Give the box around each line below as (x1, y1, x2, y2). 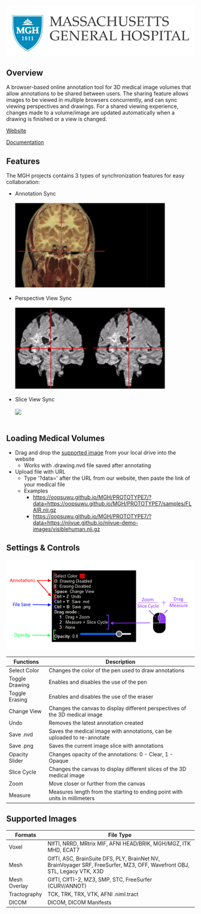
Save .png (8, 742, 34, 750)
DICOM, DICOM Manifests (47, 899, 112, 906)
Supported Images (6, 814, 77, 824)
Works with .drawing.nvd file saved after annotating (23, 461, 151, 469)
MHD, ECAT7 (47, 846, 80, 853)
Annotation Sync (14, 190, 56, 197)
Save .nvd (8, 730, 33, 738)
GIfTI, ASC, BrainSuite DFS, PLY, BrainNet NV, (47, 855, 160, 862)
